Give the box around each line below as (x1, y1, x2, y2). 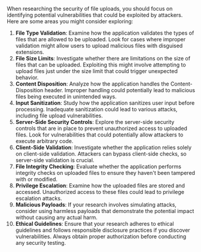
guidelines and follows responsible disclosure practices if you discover (15, 227, 190, 233)
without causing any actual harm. (15, 214, 98, 221)
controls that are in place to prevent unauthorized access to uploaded (15, 125, 188, 132)
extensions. (15, 48, 44, 56)
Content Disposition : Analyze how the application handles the (15, 80, 169, 87)
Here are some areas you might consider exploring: (7, 18, 133, 25)
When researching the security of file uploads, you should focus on (7, 5, 173, 12)
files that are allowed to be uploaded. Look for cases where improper (15, 36, 186, 42)
